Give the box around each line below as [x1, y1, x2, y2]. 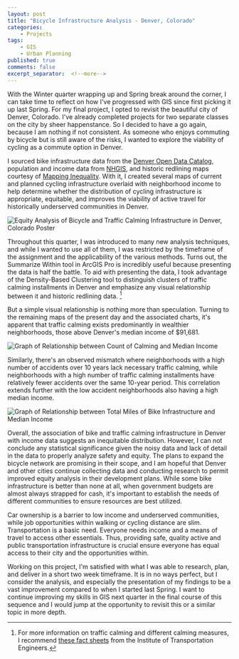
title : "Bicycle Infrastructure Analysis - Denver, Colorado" [7, 17, 196, 24]
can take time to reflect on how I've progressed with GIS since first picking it [7, 97, 231, 106]
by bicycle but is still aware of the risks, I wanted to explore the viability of [7, 135, 224, 143]
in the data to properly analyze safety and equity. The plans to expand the [7, 451, 224, 460]
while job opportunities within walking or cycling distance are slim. [7, 518, 202, 527]
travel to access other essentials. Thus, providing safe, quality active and [7, 533, 221, 542]
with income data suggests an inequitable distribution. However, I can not [7, 436, 223, 445]
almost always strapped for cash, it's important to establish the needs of [7, 489, 220, 498]
